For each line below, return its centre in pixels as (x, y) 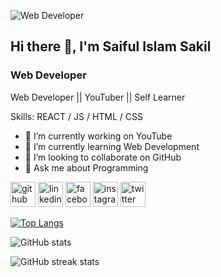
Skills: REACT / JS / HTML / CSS (76, 116)
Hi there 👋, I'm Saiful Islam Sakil (111, 46)
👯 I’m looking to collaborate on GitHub (103, 157)
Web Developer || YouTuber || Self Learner (98, 97)
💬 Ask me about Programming (86, 167)
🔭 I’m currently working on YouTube (98, 136)
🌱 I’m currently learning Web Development (112, 146)
